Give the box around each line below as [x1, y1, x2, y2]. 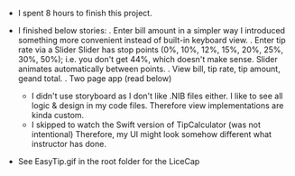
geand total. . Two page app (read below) [17, 73, 172, 84]
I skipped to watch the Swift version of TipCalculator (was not [31, 119, 262, 130]
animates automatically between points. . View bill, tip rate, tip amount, [17, 63, 281, 74]
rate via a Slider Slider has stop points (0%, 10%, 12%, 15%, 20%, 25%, [17, 44, 284, 55]
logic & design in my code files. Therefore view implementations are [31, 100, 284, 111]
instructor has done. [31, 139, 106, 149]
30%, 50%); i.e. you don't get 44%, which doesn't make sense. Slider [17, 54, 278, 64]
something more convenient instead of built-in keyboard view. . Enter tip [17, 35, 286, 45]
